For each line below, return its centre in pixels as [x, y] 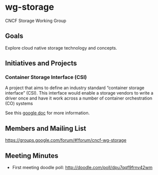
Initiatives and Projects [41, 63]
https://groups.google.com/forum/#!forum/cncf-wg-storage [66, 140]
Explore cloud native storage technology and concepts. [61, 48]
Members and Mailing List [46, 128]
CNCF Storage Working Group [36, 21]
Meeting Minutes [32, 156]
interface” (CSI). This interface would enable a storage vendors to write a [79, 93]
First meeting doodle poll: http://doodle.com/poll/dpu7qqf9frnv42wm [82, 168]
